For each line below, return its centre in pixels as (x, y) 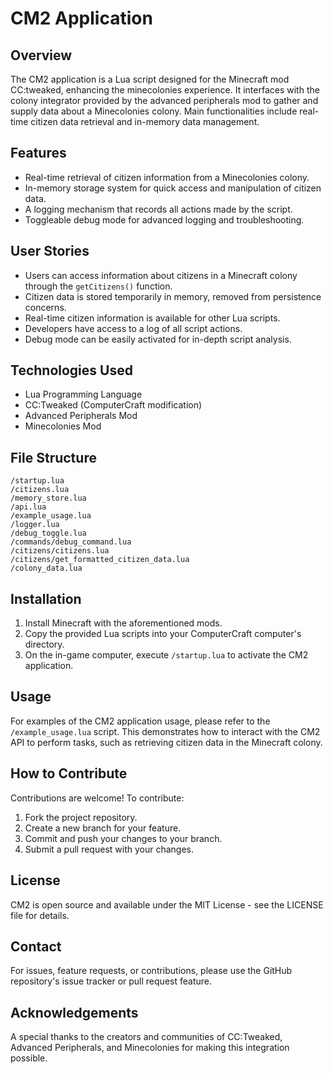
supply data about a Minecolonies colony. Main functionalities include (154, 111)
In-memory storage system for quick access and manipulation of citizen (173, 188)
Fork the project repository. (81, 817)
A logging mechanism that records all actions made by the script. (158, 209)
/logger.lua (35, 525)
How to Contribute (69, 773)
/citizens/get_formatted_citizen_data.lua (100, 560)
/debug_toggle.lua (48, 533)
